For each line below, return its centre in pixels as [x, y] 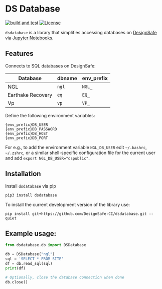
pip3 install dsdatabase [31, 195]
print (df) [16, 268]
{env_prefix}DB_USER [27, 125]
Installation [23, 174]
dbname [67, 78]
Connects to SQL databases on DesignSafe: [51, 65]
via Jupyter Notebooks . [29, 38]
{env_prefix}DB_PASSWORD [31, 129]
